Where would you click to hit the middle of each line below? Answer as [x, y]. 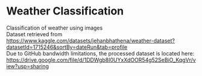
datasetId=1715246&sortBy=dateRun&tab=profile [67, 47]
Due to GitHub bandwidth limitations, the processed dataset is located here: [100, 53]
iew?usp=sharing [28, 66]
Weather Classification [65, 11]
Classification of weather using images [55, 28]
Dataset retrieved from [34, 34]
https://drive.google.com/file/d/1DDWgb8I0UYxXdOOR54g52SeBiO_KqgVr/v [101, 60]
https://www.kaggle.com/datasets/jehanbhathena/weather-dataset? [90, 40]
